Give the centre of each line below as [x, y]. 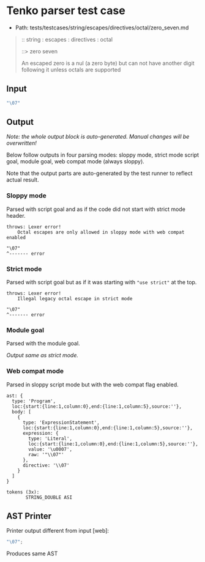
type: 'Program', [34, 401]
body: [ [22, 412]
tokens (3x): [23, 492]
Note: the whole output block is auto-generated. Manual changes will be [98, 137]
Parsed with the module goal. [43, 344]
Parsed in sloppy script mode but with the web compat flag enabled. [92, 384]
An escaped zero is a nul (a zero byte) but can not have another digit [108, 63]
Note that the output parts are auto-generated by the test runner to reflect [99, 173]
